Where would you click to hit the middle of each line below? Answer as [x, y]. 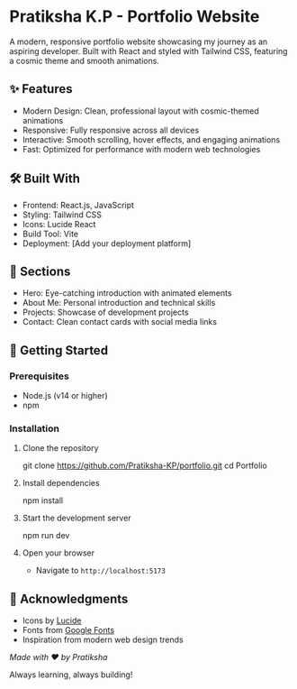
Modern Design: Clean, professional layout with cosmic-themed [140, 111]
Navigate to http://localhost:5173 [101, 571]
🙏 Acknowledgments [69, 598]
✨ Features [41, 89]
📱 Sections [40, 271]
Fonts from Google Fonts [68, 630]
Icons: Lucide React [59, 224]
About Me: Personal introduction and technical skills [119, 303]
